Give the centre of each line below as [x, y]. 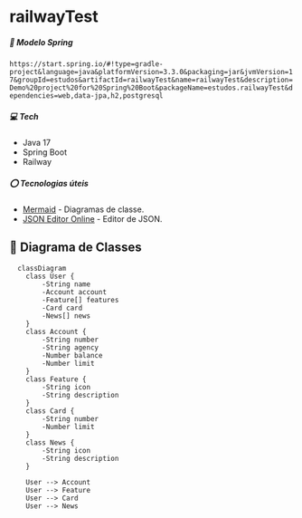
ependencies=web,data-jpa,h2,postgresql [87, 96]
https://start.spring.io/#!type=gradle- [87, 64]
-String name [66, 284]
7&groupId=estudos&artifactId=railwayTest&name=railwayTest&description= [151, 80]
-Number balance [72, 355]
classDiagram [42, 268]
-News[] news [66, 316]
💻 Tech [24, 116]
